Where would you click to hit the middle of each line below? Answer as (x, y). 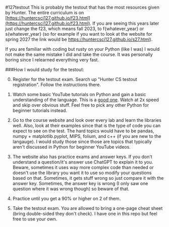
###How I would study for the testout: (45, 69)
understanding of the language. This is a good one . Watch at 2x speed (86, 100)
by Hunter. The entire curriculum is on (45, 13)
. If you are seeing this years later (125, 23)
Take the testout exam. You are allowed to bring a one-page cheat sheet (88, 208)
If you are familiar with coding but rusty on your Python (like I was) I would (82, 49)
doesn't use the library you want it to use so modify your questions (82, 173)
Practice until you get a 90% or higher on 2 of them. (67, 199)
